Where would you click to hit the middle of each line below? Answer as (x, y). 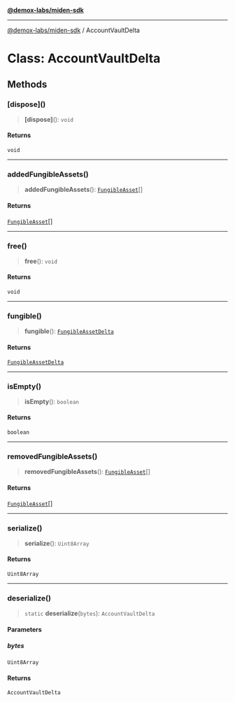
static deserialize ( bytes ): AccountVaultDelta (90, 613)
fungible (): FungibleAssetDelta (69, 331)
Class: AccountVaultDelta (84, 58)
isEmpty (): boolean (51, 401)
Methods (27, 84)
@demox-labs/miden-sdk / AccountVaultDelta (73, 30)
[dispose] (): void (49, 119)
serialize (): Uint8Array (57, 543)
